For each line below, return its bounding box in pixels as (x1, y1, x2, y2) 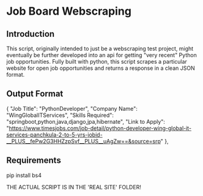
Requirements (6, 155, 61, 166)
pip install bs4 (6, 171, 42, 179)
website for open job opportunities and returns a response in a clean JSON (6, 64, 195, 72)
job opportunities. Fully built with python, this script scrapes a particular (6, 58, 188, 65)
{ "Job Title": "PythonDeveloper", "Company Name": (6, 105, 138, 112)
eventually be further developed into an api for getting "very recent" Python (6, 51, 197, 59)
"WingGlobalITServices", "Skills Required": (6, 111, 114, 119)
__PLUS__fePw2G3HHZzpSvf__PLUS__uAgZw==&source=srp (6, 137, 161, 145)
